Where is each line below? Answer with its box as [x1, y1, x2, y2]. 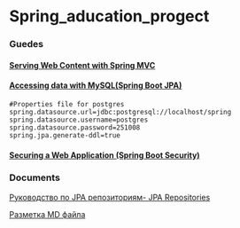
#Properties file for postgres [9, 99, 125, 108]
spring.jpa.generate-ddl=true [9, 130, 121, 139]
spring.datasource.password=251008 [9, 122, 141, 132]
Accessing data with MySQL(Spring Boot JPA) [9, 80, 182, 90]
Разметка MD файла [9, 208, 86, 219]
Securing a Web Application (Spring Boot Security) [9, 149, 201, 161]
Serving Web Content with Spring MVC [9, 59, 156, 70]
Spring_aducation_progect [9, 6, 210, 27]
